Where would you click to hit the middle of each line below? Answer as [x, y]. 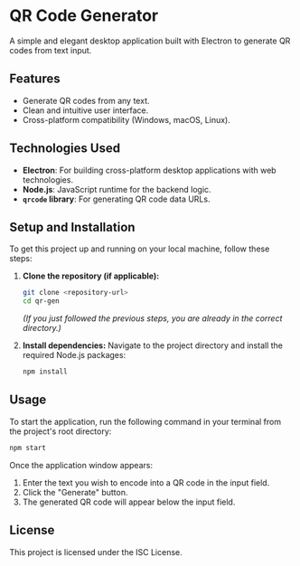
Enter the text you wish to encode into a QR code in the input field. [146, 482]
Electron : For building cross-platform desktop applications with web [150, 170]
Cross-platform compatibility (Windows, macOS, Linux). [126, 119]
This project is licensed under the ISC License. [96, 552]
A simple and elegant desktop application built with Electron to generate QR [150, 41]
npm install [45, 372]
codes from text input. [51, 50]
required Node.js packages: [74, 355]
